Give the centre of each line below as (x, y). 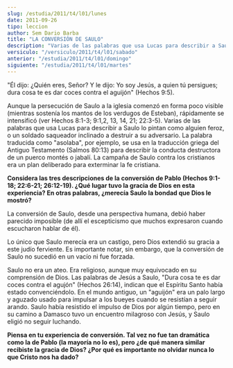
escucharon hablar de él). (44, 228)
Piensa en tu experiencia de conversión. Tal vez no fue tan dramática (109, 335)
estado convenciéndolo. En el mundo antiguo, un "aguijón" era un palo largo (116, 292)
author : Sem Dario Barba (43, 33)
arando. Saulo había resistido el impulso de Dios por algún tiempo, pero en (114, 306)
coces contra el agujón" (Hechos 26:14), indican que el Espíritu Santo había (115, 284)
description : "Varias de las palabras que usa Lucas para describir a (111, 46)
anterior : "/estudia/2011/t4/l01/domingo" (69, 59)
